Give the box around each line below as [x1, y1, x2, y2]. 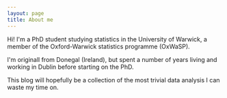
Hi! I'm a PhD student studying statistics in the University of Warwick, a [7, 35, 207, 43]
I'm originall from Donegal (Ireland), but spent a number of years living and [7, 55, 217, 63]
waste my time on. [7, 83, 59, 91]
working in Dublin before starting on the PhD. [7, 63, 134, 71]
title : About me [7, 16, 53, 23]
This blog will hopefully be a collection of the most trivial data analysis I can [7, 76, 220, 84]
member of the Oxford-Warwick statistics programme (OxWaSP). [7, 42, 190, 50]
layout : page [7, 10, 44, 17]
